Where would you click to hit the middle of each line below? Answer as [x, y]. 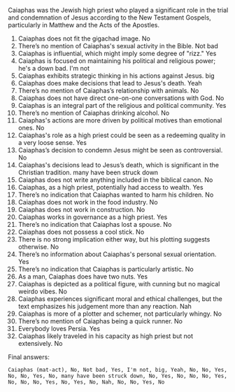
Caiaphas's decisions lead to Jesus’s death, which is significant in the [119, 165]
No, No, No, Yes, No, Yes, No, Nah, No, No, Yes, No [86, 382]
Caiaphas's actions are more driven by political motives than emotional [120, 120]
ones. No [31, 128]
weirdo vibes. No [42, 291]
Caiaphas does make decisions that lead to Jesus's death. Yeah [110, 83]
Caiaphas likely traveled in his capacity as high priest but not [106, 336]
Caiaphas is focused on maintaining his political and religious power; [117, 61]
